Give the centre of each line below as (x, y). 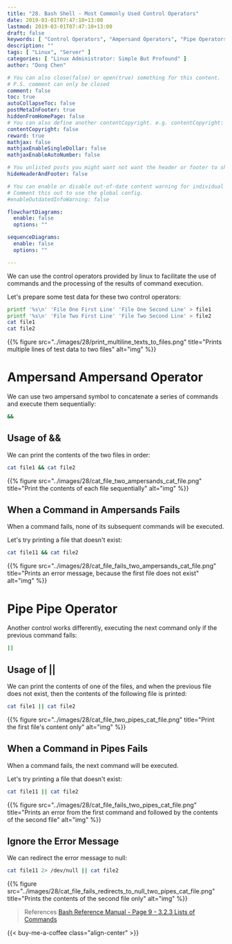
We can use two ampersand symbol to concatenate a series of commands (113, 396)
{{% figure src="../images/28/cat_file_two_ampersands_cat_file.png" (105, 481)
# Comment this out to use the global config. (75, 193)
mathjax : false (29, 142)
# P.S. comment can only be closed (58, 84)
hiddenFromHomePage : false (46, 116)
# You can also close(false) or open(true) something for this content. (114, 78)
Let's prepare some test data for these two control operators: (94, 297)
